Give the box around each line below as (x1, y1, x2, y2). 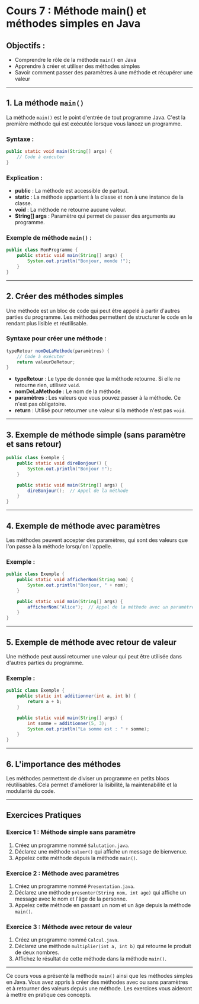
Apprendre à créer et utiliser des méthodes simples (14, 62, 140, 70)
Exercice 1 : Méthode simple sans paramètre (6, 828, 136, 836)
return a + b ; (27, 699, 62, 705)
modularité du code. (6, 787, 56, 795)
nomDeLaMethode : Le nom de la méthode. (14, 388, 123, 395)
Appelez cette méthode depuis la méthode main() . (14, 854, 138, 861)
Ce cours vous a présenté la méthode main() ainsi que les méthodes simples (6, 972, 193, 980)
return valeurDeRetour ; (17, 359, 76, 365)
